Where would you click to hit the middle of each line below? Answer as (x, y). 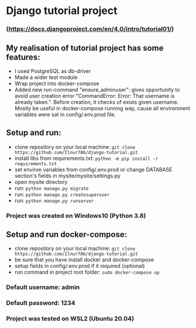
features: (23, 57)
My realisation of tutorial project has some (85, 48)
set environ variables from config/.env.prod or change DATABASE (93, 169)
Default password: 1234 (41, 303)
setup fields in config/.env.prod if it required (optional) (80, 266)
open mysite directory (41, 182)
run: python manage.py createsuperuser (62, 194)
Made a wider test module (46, 77)
